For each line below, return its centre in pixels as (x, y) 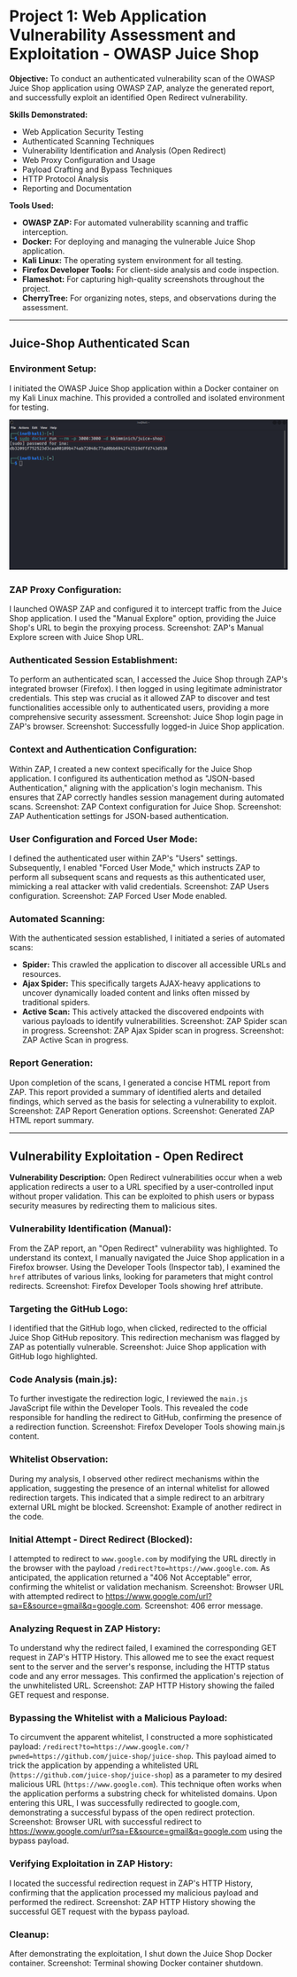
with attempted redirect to (57, 1596)
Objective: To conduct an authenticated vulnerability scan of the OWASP (142, 78)
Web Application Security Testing (83, 131)
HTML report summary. (52, 1120)
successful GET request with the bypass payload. (99, 1911)
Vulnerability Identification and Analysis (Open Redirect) (124, 150)
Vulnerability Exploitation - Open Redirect (126, 1156)
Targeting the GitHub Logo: (69, 1309)
